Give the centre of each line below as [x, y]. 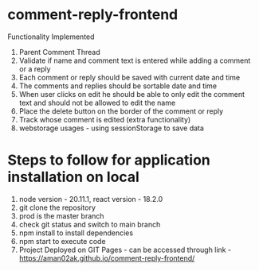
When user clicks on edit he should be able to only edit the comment [131, 94]
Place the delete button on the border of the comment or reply [121, 111]
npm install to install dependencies [76, 233]
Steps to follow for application [109, 160]
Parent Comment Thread [59, 52]
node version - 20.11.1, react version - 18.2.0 [91, 199]
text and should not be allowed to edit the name [97, 103]
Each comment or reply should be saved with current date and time [129, 77]
